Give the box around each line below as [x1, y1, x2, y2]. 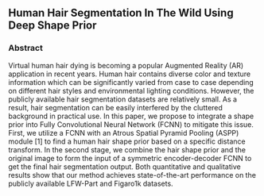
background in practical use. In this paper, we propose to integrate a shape [8, 111, 254, 121]
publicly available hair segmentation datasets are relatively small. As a [8, 94, 237, 104]
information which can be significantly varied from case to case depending [8, 77, 254, 86]
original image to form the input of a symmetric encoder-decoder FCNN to [8, 153, 252, 163]
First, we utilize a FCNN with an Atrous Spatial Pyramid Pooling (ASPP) [8, 128, 239, 137]
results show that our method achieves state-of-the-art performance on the [8, 170, 257, 179]
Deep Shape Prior [8, 19, 97, 33]
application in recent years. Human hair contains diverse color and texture [8, 69, 251, 79]
